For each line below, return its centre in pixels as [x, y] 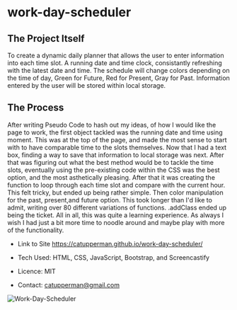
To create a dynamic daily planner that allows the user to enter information [116, 55]
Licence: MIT [37, 271]
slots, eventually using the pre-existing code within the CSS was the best [114, 170]
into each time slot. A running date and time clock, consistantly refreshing [115, 63]
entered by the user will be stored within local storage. [87, 85]
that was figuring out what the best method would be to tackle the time [111, 162]
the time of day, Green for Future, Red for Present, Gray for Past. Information [118, 78]
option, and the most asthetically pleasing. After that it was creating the [111, 177]
